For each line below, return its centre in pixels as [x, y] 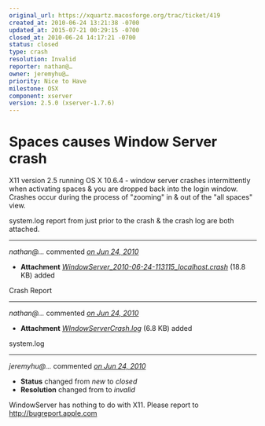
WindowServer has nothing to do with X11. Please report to [104, 405]
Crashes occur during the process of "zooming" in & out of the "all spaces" [131, 197]
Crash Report [30, 291]
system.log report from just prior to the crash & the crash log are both [121, 221]
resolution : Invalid [43, 60]
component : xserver [41, 96]
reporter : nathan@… [41, 67]
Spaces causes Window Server [113, 142]
